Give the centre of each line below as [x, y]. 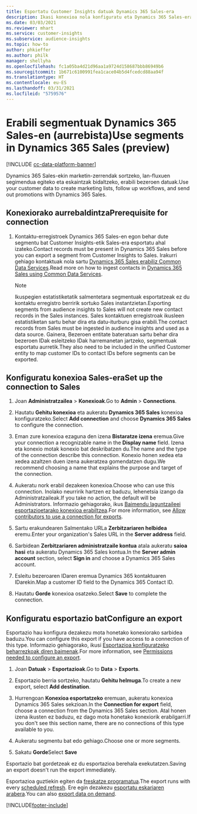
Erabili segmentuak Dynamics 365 [91, 123]
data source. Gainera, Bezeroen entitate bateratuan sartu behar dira [96, 334]
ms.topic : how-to [27, 45]
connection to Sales [43, 387]
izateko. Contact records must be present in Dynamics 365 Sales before [101, 249]
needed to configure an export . [44, 658]
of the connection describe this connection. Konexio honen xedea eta [98, 455]
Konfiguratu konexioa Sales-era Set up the [84, 378]
